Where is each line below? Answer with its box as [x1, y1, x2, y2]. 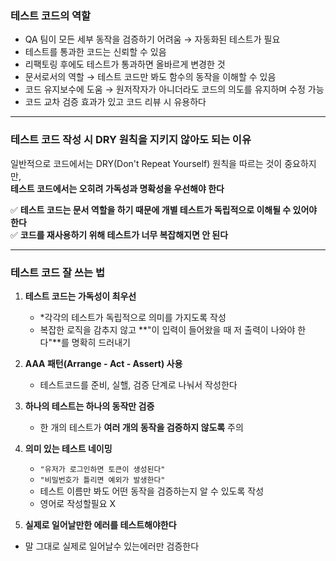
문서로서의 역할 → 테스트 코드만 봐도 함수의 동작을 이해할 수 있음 [24, 71, 277, 83]
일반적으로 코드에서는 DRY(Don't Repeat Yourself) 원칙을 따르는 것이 [10, 157, 283, 169]
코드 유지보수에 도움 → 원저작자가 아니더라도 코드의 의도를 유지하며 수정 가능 [24, 83, 325, 96]
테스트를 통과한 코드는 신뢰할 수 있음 [24, 46, 167, 58]
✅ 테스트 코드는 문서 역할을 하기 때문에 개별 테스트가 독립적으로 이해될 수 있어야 [10, 203, 318, 216]
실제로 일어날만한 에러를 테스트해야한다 [24, 518, 177, 531]
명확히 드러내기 [71, 336, 131, 348]
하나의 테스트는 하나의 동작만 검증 [24, 400, 155, 412]
